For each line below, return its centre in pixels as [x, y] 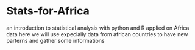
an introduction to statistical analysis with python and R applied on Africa [98, 28]
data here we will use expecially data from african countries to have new [97, 34]
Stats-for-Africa [48, 11]
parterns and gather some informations [55, 40]
